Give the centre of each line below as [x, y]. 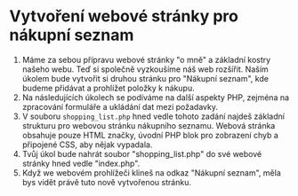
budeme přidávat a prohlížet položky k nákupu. [108, 88]
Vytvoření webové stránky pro [124, 16]
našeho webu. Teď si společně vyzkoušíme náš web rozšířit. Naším [145, 69]
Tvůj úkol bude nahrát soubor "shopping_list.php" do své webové [142, 153]
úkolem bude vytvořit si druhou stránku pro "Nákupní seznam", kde [145, 78]
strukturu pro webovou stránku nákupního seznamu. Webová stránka [149, 125]
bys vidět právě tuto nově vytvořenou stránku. [106, 182]
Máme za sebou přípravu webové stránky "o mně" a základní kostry [146, 59]
